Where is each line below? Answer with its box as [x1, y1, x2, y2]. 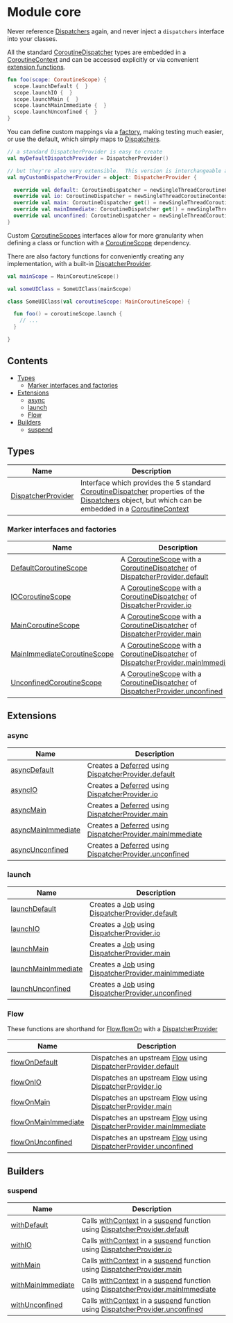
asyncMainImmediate [10, 825, 81, 835]
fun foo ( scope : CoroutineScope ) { [7, 76, 107, 83]
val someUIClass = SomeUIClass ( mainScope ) [7, 286, 132, 293]
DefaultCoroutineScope [10, 563, 88, 573]
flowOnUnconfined [10, 1137, 73, 1147]
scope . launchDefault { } [13, 83, 89, 90]
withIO [10, 1240, 33, 1249]
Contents [7, 355, 49, 367]
